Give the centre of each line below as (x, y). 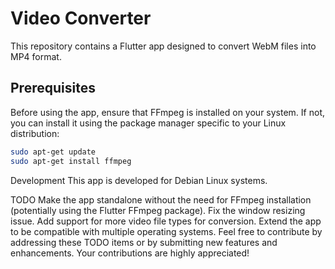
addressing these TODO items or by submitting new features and (144, 242)
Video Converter (81, 18)
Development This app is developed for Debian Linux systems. (139, 180)
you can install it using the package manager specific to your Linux (148, 123)
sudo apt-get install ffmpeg (71, 161)
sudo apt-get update (53, 152)
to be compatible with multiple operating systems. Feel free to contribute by (166, 231)
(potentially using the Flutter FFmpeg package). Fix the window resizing (158, 210)
